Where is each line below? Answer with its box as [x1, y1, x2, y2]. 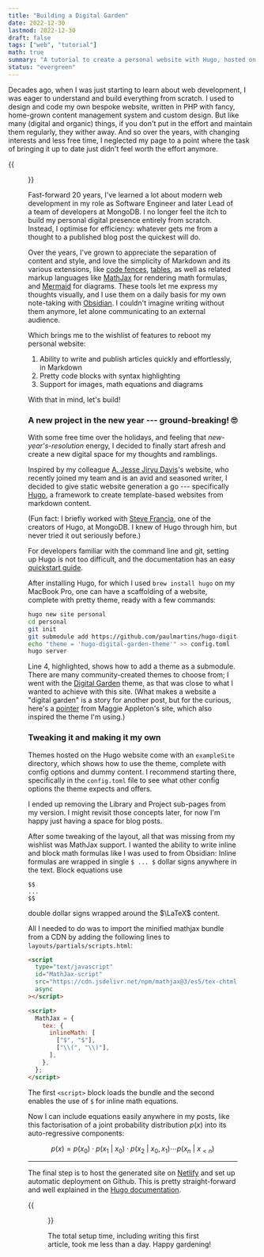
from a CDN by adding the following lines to [28, 932, 170, 941]
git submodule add [28, 632, 89, 641]
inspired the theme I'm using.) [28, 712, 126, 722]
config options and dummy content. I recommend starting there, [28, 767, 237, 776]
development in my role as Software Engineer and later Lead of [28, 198, 234, 208]
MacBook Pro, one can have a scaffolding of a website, [28, 587, 208, 596]
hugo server [28, 647, 67, 655]
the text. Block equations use [28, 865, 123, 875]
